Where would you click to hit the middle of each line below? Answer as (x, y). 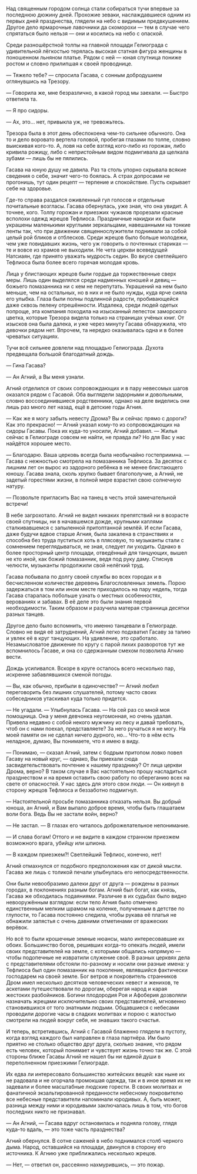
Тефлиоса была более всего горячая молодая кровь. (73, 262)
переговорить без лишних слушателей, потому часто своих (81, 692)
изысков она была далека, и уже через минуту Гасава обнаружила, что (96, 324)
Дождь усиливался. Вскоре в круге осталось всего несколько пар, (91, 668)
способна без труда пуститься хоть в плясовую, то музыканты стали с (95, 540)
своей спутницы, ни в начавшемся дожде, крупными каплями (84, 521)
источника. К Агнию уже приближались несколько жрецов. (81, 1153)
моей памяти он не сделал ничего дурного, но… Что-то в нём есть (90, 735)
